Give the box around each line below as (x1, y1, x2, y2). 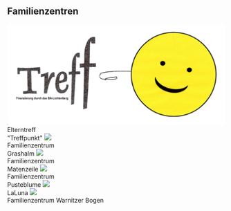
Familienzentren (7, 6, 79, 17)
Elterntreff (7, 125, 36, 134)
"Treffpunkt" (7, 134, 43, 142)
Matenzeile (7, 165, 39, 173)
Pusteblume (7, 180, 41, 189)
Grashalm (7, 149, 35, 158)
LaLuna (7, 188, 29, 196)
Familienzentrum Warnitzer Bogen (7, 196, 104, 204)
